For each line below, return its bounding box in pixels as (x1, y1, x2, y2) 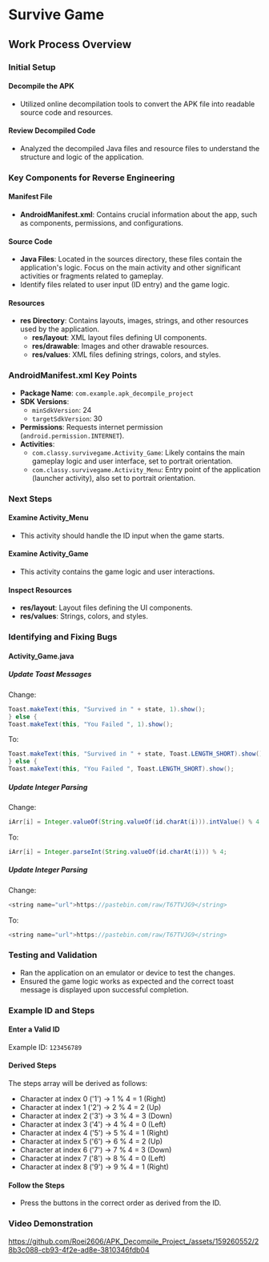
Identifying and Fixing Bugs (8, 631, 118, 643)
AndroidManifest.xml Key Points (8, 370, 138, 381)
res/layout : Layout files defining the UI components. (19, 603, 193, 613)
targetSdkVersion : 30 (31, 414, 102, 423)
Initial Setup (8, 62, 56, 73)
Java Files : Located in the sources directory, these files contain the (19, 254, 243, 264)
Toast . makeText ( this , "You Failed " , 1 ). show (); (8, 720, 174, 728)
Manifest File (8, 192, 53, 202)
